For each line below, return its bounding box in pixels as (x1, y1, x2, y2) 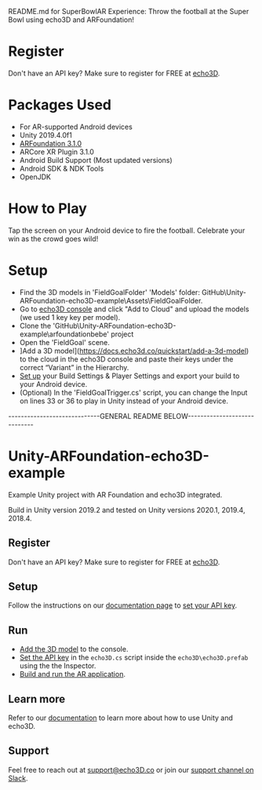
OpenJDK (19, 172, 52, 182)
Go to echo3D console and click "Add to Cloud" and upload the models (19, 304, 249, 314)
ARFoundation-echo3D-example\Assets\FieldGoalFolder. (19, 296, 203, 305)
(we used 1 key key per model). (19, 312, 121, 322)
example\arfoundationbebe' (19, 329, 110, 339)
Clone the (19, 321, 52, 330)
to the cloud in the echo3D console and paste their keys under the (19, 354, 234, 364)
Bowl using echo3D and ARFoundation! (8, 15, 135, 24)
